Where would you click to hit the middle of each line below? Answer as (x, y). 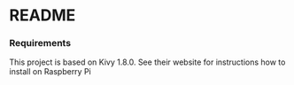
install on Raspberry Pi (50, 72)
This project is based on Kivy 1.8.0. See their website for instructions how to (147, 62)
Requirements (40, 43)
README (43, 15)
